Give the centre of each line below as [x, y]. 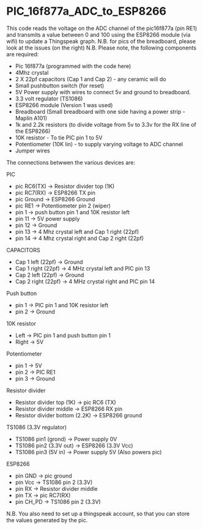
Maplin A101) [31, 118]
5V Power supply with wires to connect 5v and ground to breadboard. [103, 92]
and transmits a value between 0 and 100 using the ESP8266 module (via [98, 34]
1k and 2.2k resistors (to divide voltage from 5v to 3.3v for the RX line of [106, 124]
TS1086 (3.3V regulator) [37, 427]
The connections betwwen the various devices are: [71, 162]
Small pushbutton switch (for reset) [60, 85]
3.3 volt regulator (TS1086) [49, 99]
